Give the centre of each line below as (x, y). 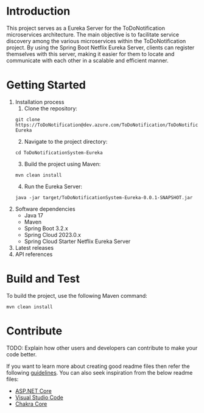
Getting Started (46, 85)
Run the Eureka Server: (53, 186)
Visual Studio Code (39, 397)
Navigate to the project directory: (66, 141)
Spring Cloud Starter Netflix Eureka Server (77, 241)
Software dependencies (45, 209)
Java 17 (34, 215)
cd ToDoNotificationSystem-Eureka (59, 153)
